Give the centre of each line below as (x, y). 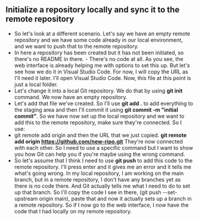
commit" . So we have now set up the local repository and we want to (99, 116)
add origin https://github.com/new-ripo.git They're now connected (98, 141)
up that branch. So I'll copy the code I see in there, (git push (88, 192)
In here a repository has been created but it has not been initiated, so (99, 53)
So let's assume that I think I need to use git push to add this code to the (103, 160)
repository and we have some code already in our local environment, (98, 40)
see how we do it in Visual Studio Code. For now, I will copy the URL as (101, 72)
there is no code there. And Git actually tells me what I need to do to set (102, 186)
